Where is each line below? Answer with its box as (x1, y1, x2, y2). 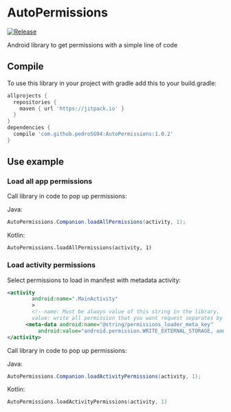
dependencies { (7, 124, 51, 131)
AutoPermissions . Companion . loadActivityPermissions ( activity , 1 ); (7, 373, 201, 380)
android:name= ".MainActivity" (32, 295, 118, 303)
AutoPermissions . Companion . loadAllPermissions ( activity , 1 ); (7, 218, 186, 226)
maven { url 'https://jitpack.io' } (19, 105, 125, 112)
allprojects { (7, 92, 48, 99)
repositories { (13, 98, 57, 106)
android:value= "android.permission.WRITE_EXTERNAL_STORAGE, (37, 328, 214, 334)
